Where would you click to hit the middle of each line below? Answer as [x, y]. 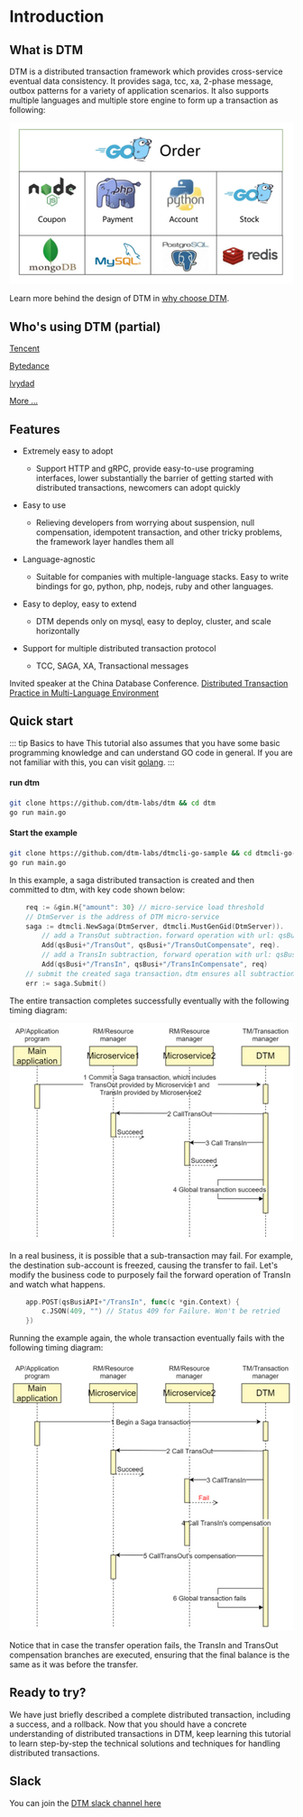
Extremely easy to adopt [68, 451]
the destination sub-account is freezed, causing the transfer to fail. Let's [143, 1265]
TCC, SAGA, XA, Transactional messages [112, 666]
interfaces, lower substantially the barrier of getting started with [154, 478]
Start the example [44, 833]
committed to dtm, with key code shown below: [97, 890]
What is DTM [46, 50]
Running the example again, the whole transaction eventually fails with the [147, 1338]
